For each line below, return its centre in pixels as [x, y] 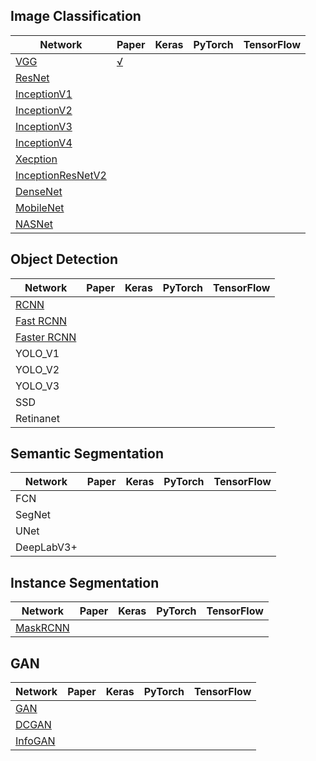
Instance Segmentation [85, 582]
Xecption [36, 159]
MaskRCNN [42, 628]
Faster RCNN [46, 337]
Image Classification [76, 16]
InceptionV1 [44, 94]
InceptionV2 [44, 110]
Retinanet [37, 418]
